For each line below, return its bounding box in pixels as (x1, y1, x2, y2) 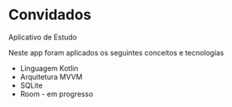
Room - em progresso (19, 88, 94, 98)
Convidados (8, 6, 91, 24)
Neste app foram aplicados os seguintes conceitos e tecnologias (8, 47, 225, 57)
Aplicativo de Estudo (8, 32, 78, 42)
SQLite (19, 80, 43, 90)
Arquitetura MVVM (19, 72, 83, 81)
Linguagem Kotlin (19, 63, 78, 73)
